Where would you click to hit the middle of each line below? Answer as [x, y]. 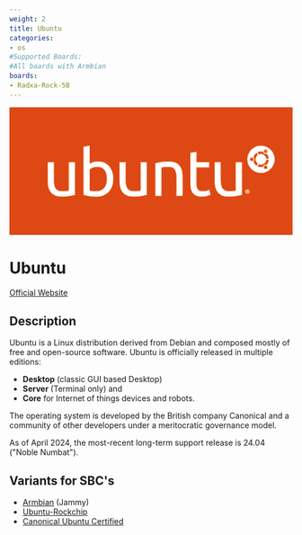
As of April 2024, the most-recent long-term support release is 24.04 [137, 443]
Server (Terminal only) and [72, 389]
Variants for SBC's [62, 481]
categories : [31, 38]
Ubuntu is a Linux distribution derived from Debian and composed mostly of [150, 343]
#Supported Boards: [46, 57]
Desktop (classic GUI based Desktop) [92, 379]
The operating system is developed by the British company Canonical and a [149, 416]
